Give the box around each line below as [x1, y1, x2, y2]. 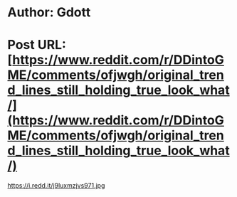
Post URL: [7, 37, 66, 53]
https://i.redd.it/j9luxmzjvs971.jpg [7, 181, 105, 190]
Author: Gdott [7, 4, 91, 21]
